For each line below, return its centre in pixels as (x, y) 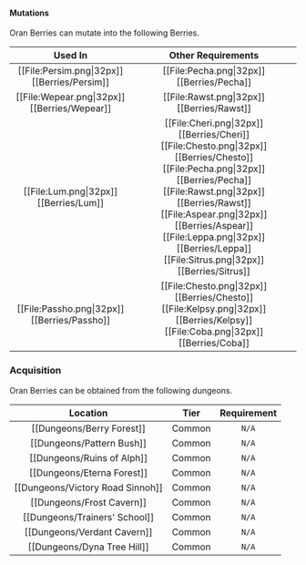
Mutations (30, 13)
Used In (71, 56)
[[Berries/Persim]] (71, 82)
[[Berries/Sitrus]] (214, 272)
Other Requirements (214, 56)
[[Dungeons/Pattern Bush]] (89, 443)
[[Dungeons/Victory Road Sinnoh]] (89, 488)
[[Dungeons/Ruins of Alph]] (88, 457)
